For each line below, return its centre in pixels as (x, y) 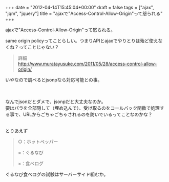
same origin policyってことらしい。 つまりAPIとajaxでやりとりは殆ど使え (82, 41)
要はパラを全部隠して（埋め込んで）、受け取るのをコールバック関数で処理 (82, 108)
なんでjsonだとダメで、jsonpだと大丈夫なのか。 (56, 102)
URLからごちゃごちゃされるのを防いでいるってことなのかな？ (88, 114)
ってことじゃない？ (39, 47)
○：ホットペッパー (38, 141)
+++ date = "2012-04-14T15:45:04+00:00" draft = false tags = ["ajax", (80, 7)
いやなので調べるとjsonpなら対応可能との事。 (54, 80)
